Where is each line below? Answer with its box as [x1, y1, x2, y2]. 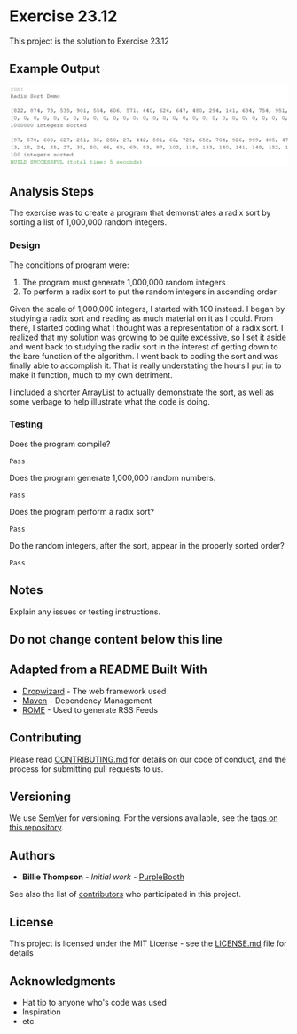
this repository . [9, 822, 65, 833]
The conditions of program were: [9, 260, 130, 270]
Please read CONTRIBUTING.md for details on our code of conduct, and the [9, 754, 286, 765]
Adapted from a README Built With [9, 662, 207, 677]
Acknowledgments [9, 974, 117, 989]
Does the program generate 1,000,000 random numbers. [9, 472, 216, 483]
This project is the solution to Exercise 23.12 [9, 36, 170, 46]
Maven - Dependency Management [21, 695, 152, 706]
